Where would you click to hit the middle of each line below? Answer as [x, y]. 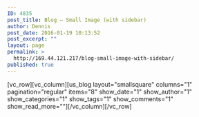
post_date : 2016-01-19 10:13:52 [54, 33]
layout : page [26, 45]
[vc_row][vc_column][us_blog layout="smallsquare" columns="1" [100, 84]
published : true [30, 65]
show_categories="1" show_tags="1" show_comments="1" [91, 99]
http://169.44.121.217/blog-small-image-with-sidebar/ [94, 58]
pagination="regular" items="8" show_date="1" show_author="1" [99, 92]
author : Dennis [29, 26]
